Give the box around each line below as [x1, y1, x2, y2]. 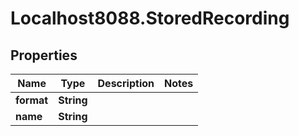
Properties [10, 47, 78, 64]
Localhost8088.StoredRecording [10, 7, 290, 30]
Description [97, 77, 155, 90]
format [15, 93, 49, 107]
